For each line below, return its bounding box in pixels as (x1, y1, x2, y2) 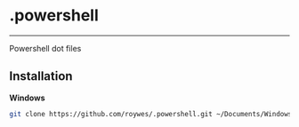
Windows (9, 92, 45, 103)
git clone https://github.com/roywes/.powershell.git (9, 109, 214, 118)
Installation (9, 68, 73, 84)
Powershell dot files (9, 43, 82, 53)
